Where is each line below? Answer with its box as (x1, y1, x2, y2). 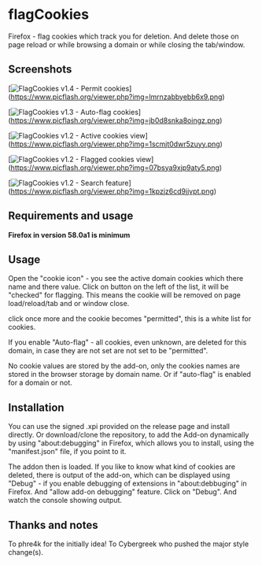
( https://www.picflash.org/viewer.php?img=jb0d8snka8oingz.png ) (8, 116, 223, 125)
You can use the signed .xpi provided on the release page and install (8, 422, 231, 431)
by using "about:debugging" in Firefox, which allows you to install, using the (8, 438, 254, 448)
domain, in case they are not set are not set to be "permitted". (8, 346, 208, 356)
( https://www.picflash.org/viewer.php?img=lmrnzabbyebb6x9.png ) (8, 92, 226, 102)
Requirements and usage (8, 209, 134, 223)
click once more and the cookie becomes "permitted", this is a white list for (8, 314, 252, 323)
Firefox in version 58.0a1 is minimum (8, 230, 131, 239)
